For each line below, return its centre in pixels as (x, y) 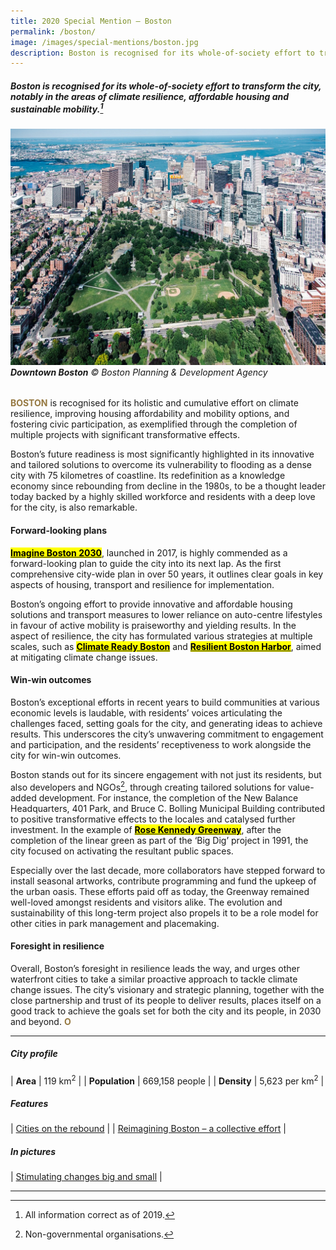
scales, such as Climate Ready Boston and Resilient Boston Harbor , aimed (166, 646)
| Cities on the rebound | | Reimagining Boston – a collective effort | (148, 1129)
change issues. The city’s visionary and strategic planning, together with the (167, 989)
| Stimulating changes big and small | (86, 1177)
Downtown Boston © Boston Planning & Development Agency (139, 372)
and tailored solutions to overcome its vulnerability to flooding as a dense (161, 465)
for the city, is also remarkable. (74, 507)
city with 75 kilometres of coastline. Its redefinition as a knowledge (148, 476)
